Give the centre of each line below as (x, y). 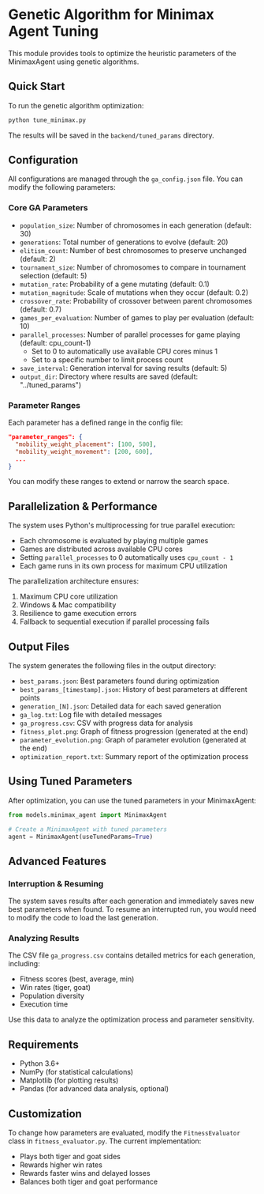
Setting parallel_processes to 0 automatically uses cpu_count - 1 (126, 557)
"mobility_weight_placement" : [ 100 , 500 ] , (86, 444)
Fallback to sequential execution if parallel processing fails (115, 622)
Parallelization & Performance (83, 506)
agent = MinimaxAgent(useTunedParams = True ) (81, 837)
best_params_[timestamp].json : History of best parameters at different (133, 690)
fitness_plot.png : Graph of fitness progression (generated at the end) (134, 731)
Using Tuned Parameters (70, 782)
